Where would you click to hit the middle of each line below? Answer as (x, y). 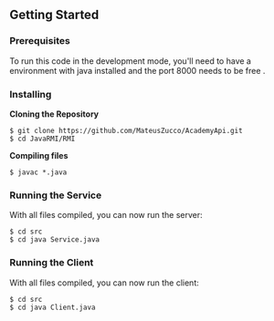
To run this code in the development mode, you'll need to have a (130, 61)
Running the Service (56, 195)
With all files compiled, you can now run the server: (106, 215)
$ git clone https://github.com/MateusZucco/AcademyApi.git (126, 130)
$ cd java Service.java (55, 240)
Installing (31, 94)
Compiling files (39, 155)
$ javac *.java (38, 172)
